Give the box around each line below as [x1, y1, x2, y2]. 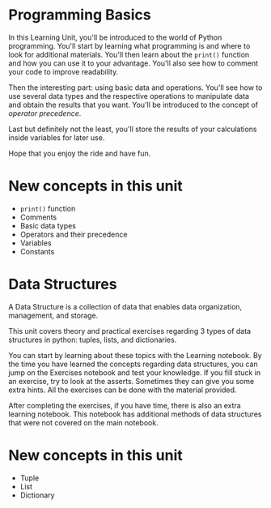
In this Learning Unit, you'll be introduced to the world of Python [8, 32, 222, 42]
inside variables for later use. [8, 132, 105, 143]
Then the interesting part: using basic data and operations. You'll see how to [8, 83, 263, 92]
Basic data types [19, 220, 77, 230]
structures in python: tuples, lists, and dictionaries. [8, 335, 177, 344]
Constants [19, 246, 55, 256]
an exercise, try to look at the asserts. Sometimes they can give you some [8, 376, 255, 386]
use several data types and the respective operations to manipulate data [8, 91, 249, 100]
